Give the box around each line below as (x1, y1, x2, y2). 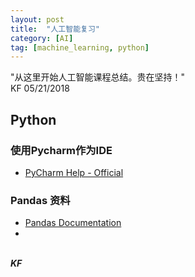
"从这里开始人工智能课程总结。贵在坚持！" (10, 71, 186, 83)
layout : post (10, 14, 65, 25)
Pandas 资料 (10, 193, 71, 207)
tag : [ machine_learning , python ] (10, 42, 150, 53)
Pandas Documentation (24, 217, 122, 229)
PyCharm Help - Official (24, 166, 124, 178)
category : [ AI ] (10, 33, 74, 43)
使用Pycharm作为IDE (10, 143, 113, 157)
